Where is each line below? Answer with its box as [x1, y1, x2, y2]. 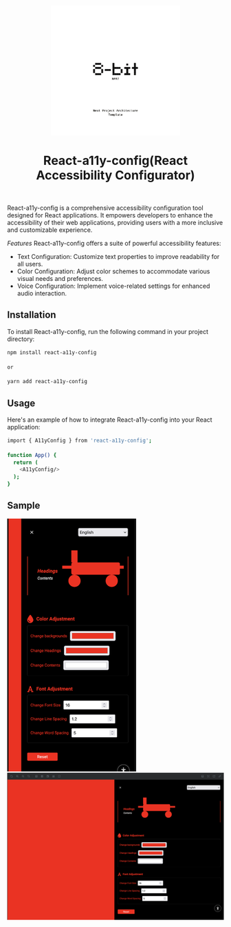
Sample [7, 500, 41, 511]
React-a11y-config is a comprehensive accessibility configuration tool [7, 204, 204, 212]
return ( [13, 459, 38, 466]
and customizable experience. [7, 226, 93, 234]
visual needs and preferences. [16, 274, 103, 282]
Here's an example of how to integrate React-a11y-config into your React [7, 416, 212, 424]
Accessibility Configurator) [36, 168, 195, 184]
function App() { [7, 451, 57, 458]
